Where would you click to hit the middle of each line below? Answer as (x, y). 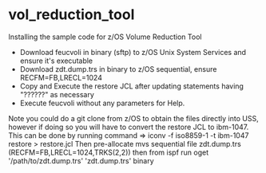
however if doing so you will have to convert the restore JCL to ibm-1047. (129, 127)
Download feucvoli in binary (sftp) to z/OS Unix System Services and (133, 52)
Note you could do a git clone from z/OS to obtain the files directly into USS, (133, 118)
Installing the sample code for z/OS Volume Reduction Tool (105, 37)
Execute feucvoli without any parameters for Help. (102, 103)
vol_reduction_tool (71, 15)
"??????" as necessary (57, 94)
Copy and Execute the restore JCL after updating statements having (131, 86)
